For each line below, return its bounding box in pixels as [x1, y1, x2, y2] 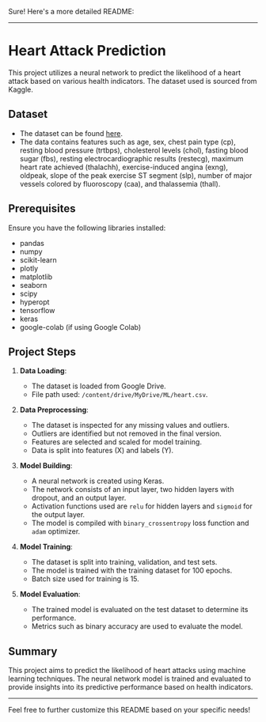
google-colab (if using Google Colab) [19, 322, 142, 331]
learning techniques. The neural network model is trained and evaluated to [8, 674, 252, 683]
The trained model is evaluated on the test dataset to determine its [31, 605, 249, 614]
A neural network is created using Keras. [31, 476, 165, 486]
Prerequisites [8, 202, 76, 216]
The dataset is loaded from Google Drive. [31, 381, 166, 391]
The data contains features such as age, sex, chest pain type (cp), [19, 137, 236, 146]
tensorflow [19, 305, 55, 315]
